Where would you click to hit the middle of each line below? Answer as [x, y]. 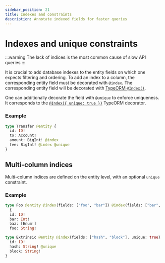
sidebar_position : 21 [27, 10]
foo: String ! [23, 228]
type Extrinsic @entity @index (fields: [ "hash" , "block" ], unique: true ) [83, 237]
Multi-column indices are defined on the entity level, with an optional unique [82, 176]
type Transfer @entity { [31, 126]
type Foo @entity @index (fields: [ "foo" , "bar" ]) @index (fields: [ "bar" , [83, 205]
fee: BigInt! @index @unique [40, 145]
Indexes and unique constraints [71, 44]
